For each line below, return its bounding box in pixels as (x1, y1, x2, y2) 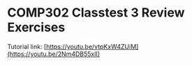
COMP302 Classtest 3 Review (7, 5, 185, 21)
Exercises (7, 19, 66, 35)
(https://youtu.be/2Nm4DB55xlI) (7, 50, 100, 58)
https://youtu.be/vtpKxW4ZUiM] (45, 42, 139, 50)
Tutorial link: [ (7, 42, 47, 50)
